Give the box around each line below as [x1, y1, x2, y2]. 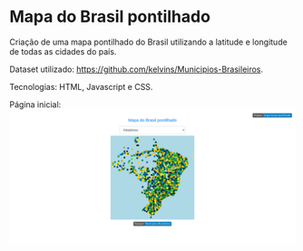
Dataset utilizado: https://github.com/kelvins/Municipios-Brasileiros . [9, 64, 264, 75]
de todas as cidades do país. [9, 45, 117, 56]
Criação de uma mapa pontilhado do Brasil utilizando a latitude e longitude [9, 36, 288, 47]
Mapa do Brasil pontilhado [9, 6, 211, 27]
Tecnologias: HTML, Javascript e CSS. [9, 81, 153, 92]
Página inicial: [9, 98, 62, 110]
